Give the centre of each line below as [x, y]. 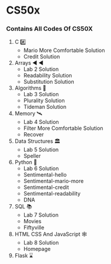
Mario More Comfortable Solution [64, 50]
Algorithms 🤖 [30, 88]
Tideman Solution [45, 107]
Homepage [37, 249]
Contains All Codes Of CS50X [50, 29]
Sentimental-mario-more [53, 181]
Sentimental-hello [45, 175]
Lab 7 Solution [41, 215]
